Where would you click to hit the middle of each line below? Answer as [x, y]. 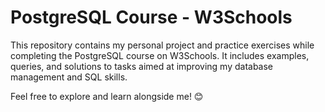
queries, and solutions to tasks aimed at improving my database [142, 66]
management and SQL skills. [69, 77]
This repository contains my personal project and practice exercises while [162, 45]
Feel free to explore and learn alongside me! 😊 [107, 96]
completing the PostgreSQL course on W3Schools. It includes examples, [160, 55]
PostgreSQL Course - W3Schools [151, 17]
